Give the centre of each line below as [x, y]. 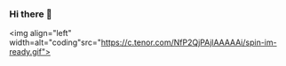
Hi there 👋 [31, 14]
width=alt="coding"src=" [56, 42]
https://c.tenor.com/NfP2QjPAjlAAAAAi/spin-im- [189, 42]
